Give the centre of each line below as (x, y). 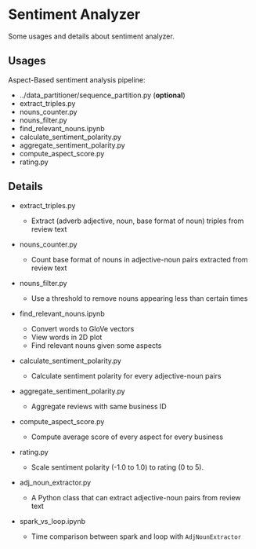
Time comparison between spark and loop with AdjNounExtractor (136, 536)
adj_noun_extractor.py (55, 482)
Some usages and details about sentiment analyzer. (91, 36)
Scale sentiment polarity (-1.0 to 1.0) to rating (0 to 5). (117, 467)
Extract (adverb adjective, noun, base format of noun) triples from (137, 221)
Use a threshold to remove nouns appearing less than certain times (139, 298)
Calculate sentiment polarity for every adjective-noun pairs (126, 375)
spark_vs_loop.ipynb (52, 521)
